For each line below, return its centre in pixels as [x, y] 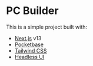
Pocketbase [29, 44]
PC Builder [32, 11]
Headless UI [29, 57]
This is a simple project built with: [46, 27]
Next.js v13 [28, 38]
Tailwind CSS [31, 50]
